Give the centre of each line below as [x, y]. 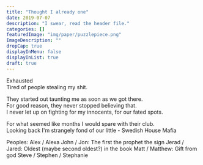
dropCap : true [24, 46]
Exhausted [20, 81]
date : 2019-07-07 [28, 18]
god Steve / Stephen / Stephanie [47, 155]
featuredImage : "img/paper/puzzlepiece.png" [64, 35]
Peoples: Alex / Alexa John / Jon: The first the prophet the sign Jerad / [95, 142]
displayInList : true [33, 57]
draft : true [21, 63]
